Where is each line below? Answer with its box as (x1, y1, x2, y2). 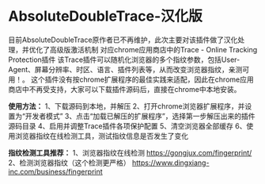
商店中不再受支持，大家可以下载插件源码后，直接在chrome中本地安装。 (8, 84, 241, 94)
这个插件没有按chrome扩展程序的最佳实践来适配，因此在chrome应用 (30, 75, 255, 84)
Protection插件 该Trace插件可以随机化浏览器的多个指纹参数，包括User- (8, 55, 240, 64)
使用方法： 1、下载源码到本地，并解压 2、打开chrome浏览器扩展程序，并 (8, 101, 245, 111)
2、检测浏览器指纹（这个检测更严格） (8, 158, 131, 167)
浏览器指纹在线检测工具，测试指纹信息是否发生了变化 (14, 131, 188, 140)
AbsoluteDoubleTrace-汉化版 (8, 7, 203, 25)
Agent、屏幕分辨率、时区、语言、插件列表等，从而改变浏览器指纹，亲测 (8, 64, 243, 74)
